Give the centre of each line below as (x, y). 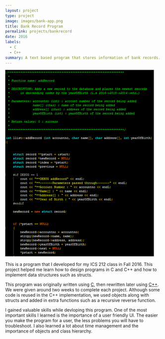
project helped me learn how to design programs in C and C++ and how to (81, 269)
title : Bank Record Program (34, 26)
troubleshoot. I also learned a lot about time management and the (72, 326)
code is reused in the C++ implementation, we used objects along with (77, 295)
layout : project (22, 10)
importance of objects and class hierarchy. (49, 331)
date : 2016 (16, 37)
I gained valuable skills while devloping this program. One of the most (76, 310)
